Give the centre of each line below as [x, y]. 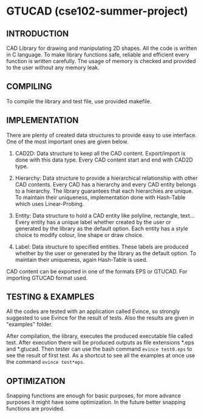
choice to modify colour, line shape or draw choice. [79, 235]
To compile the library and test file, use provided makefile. [79, 101]
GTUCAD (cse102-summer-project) [97, 11]
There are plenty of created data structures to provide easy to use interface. [102, 135]
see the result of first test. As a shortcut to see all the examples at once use [101, 355]
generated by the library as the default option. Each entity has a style [101, 228]
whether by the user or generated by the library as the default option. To [105, 253]
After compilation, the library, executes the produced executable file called [100, 336]
